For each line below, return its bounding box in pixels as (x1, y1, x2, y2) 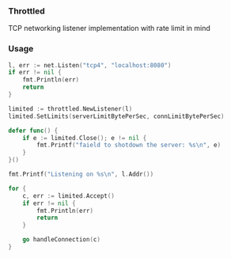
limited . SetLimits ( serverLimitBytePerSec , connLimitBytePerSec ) (8, 112, 225, 120)
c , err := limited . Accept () (22, 192, 115, 199)
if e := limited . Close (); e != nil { (22, 134, 147, 142)
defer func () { (8, 127, 59, 135)
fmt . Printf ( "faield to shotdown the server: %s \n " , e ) (36, 141, 222, 150)
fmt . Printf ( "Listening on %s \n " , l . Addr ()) (8, 170, 154, 179)
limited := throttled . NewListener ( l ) (8, 104, 133, 112)
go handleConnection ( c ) (22, 236, 101, 244)
